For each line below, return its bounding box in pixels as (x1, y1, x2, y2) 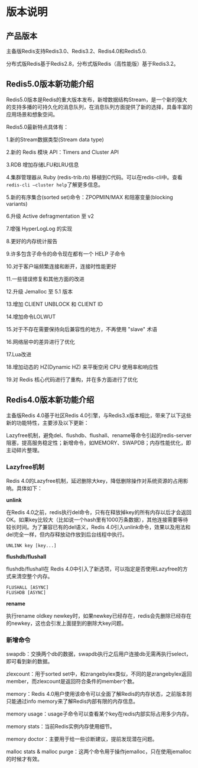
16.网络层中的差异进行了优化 (6, 338, 75, 345)
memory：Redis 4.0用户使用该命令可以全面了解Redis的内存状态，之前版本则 (6, 690, 192, 698)
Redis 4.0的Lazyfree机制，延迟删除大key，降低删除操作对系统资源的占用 (6, 477, 183, 484)
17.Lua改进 (6, 350, 31, 358)
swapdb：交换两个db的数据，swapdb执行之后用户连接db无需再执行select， (6, 650, 191, 657)
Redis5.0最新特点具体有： (6, 123, 69, 130)
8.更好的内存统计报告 (6, 237, 58, 244)
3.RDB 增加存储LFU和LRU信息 (6, 161, 79, 168)
